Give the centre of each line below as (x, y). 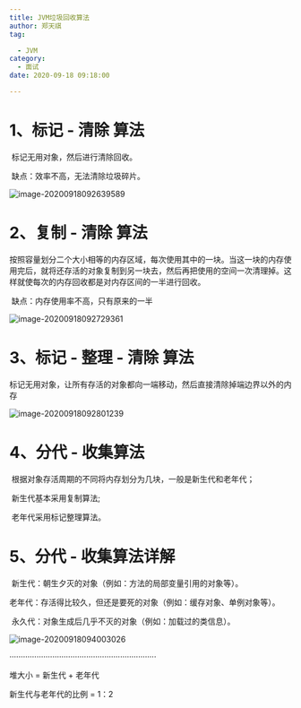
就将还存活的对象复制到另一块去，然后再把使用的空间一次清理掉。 (162, 271)
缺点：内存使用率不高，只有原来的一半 (82, 300)
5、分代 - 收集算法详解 (92, 556)
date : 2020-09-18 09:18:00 (60, 76)
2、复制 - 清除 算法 (78, 233)
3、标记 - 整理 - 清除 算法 (102, 357)
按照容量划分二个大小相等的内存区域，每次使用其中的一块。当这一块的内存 (146, 259)
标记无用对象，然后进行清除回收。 (74, 157)
